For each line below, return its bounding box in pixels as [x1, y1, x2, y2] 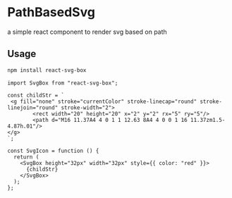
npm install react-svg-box [7, 66, 87, 74]
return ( [13, 153, 39, 161]
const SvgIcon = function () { [7, 147, 99, 154]
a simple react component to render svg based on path [7, 27, 167, 36]
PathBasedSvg [7, 4, 95, 20]
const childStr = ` [7, 92, 65, 99]
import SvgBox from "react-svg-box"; [7, 79, 118, 87]
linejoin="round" [7, 104, 59, 111]
